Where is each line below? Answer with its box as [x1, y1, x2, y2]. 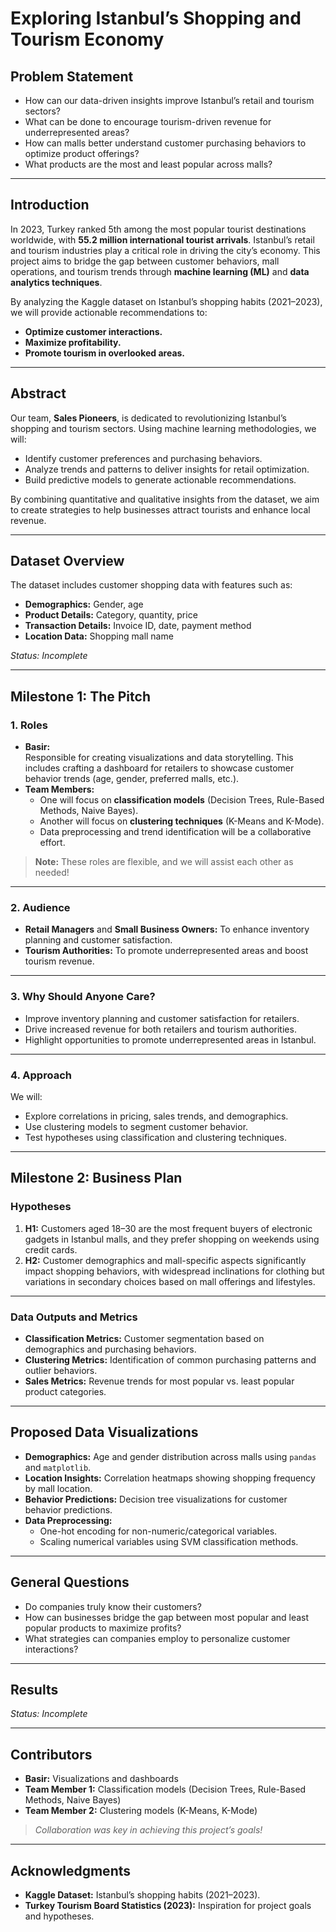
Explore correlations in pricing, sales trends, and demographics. [24, 1110, 289, 1122]
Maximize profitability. [24, 336, 122, 348]
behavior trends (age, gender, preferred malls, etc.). [24, 773, 240, 785]
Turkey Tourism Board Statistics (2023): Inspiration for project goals [24, 1900, 312, 1912]
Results [10, 1682, 59, 1699]
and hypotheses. [24, 1910, 95, 1922]
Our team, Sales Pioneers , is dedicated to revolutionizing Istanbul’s [10, 412, 287, 424]
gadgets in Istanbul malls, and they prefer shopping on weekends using [24, 1233, 320, 1245]
